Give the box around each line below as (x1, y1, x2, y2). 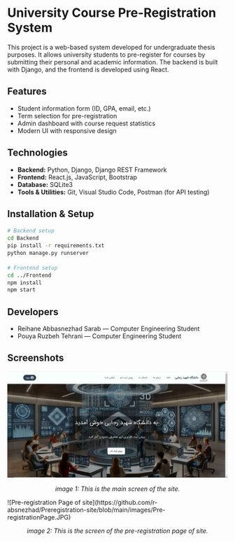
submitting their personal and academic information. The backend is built (7, 57, 218, 66)
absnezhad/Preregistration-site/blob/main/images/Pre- (7, 506, 166, 514)
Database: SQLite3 (17, 180, 73, 188)
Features (7, 85, 47, 97)
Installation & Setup (7, 208, 94, 220)
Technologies (7, 147, 69, 159)
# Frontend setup (7, 264, 58, 271)
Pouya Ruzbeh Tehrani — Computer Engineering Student (17, 332, 182, 340)
